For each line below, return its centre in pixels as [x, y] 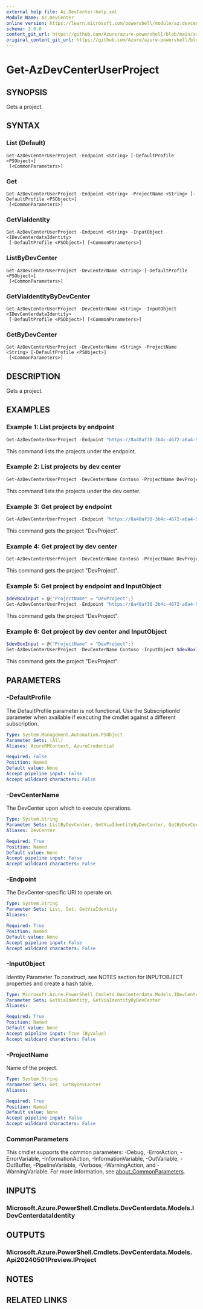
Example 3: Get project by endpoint [59, 507]
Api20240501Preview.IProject [51, 1259]
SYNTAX [23, 126]
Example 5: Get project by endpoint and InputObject [84, 586]
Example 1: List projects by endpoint [60, 427]
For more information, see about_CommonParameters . [118, 1172]
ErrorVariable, [24, 1159]
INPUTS [21, 1191]
